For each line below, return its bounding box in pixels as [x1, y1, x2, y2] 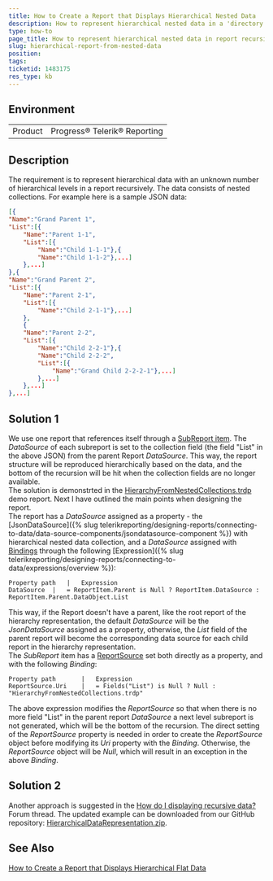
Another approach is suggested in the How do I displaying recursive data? [8, 800, 256, 810]
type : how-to [8, 27, 53, 35]
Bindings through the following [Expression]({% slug [8, 546, 184, 556]
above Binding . [8, 755, 58, 765]
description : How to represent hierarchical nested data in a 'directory [8, 20, 264, 28]
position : [8, 50, 42, 58]
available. [8, 477, 41, 486]
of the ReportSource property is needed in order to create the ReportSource [8, 729, 262, 739]
